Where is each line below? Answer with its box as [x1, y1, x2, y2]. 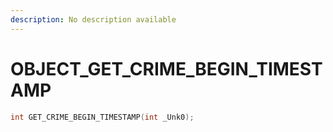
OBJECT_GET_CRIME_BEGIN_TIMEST [10, 57, 323, 80]
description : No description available [10, 14, 177, 25]
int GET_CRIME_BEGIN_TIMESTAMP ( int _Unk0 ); [10, 112, 195, 122]
